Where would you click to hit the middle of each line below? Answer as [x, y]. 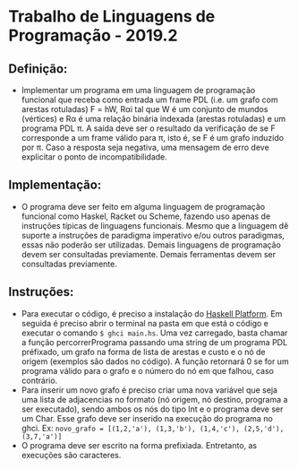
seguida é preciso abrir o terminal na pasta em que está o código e [145, 323]
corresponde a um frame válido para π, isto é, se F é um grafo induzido [152, 138]
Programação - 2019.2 [93, 35]
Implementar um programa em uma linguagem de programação [138, 90]
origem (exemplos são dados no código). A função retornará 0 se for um [155, 361]
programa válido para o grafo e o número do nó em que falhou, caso [148, 370]
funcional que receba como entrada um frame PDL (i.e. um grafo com [149, 100]
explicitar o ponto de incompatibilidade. [94, 157]
